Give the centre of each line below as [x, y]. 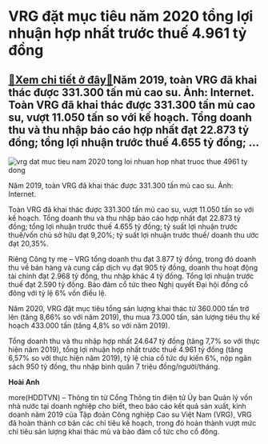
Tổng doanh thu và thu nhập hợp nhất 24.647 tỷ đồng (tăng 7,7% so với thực [134, 341]
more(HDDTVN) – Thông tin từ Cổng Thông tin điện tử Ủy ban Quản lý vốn [130, 398]
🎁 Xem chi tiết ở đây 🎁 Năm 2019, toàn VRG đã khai [133, 80]
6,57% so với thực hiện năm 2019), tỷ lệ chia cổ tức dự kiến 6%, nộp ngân [130, 358]
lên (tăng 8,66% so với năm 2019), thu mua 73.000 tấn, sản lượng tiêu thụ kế [134, 317]
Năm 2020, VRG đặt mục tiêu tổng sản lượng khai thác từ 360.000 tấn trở [129, 308]
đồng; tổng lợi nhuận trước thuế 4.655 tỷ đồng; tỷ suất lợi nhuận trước [123, 226]
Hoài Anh [24, 382]
